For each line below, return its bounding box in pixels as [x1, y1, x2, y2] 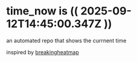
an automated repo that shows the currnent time [6, 37, 127, 44]
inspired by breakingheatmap [6, 48, 80, 55]
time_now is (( [6, 4, 78, 18]
